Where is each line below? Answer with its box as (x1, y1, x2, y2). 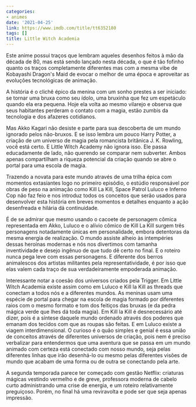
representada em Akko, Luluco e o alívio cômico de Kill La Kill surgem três (6, 222, 185, 229)
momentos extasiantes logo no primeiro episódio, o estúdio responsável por (6, 179, 189, 186)
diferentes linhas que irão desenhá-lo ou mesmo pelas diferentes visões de (6, 352, 188, 358)
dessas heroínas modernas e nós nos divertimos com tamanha (6, 241, 157, 247)
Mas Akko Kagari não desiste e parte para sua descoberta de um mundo (6, 124, 181, 131)
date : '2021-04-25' (6, 19, 54, 25)
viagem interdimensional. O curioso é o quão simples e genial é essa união (6, 327, 186, 334)
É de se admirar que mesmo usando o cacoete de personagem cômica (6, 216, 177, 223)
